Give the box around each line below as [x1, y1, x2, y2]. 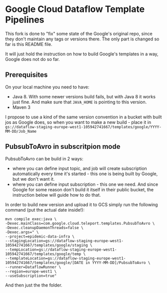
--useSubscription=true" [5, 273, 57, 278]
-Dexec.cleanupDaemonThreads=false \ [5, 225, 84, 230]
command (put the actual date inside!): [5, 207, 85, 213]
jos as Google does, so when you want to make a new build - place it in [5, 119, 151, 125]
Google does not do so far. [5, 56, 60, 62]
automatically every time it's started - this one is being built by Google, [12, 171, 158, 177]
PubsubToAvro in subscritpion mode [5, 142, 121, 151]
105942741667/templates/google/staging [5, 243, 88, 248]
